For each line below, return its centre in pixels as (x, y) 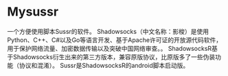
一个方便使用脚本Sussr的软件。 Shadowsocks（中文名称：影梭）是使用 (108, 31)
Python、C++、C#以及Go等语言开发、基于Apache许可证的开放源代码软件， (114, 40)
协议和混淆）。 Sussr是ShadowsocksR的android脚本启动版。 (104, 65)
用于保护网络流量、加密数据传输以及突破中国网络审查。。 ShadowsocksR (110, 48)
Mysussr (33, 12)
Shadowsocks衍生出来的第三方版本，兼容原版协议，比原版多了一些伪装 (114, 57)
